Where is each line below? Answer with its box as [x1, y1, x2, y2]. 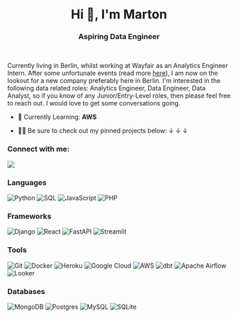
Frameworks [7, 212, 52, 221]
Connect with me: [7, 144, 70, 154]
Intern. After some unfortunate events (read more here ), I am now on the [7, 69, 218, 77]
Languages [7, 177, 47, 187]
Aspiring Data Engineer [78, 32, 160, 42]
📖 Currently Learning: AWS [17, 113, 97, 121]
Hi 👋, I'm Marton [70, 6, 168, 23]
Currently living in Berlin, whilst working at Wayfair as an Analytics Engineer [7, 62, 228, 70]
